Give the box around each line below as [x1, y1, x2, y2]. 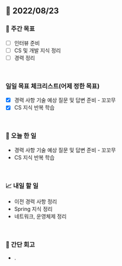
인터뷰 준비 [14, 39, 40, 46]
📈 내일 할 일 [5, 181, 39, 190]
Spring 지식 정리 [14, 205, 53, 212]
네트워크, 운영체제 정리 [14, 213, 67, 220]
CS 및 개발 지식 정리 [14, 47, 61, 54]
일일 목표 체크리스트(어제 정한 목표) [5, 82, 100, 90]
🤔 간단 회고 [5, 241, 35, 249]
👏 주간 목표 [5, 25, 35, 33]
